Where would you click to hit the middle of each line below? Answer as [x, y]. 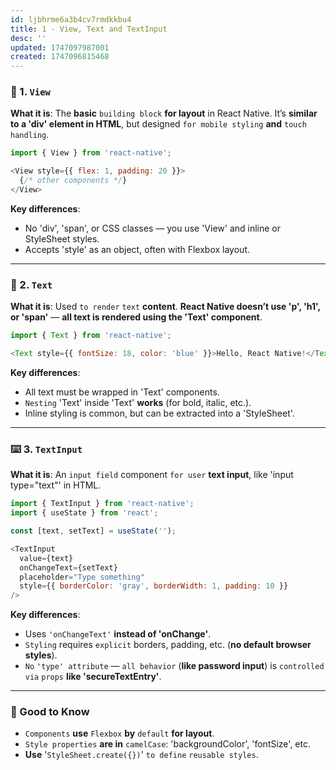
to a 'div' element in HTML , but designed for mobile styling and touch [158, 124]
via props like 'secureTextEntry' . [93, 677]
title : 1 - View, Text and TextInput [89, 29]
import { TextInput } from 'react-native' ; [102, 504]
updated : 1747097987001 [60, 47]
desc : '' [28, 38]
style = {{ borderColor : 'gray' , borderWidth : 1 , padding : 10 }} [154, 586]
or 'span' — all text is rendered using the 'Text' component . [136, 317]
